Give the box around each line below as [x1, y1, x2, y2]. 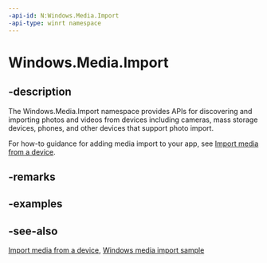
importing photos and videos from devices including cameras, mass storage [8, 115, 258, 124]
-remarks [8, 170, 56, 183]
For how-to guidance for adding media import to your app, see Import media [8, 139, 259, 148]
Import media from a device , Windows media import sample [8, 245, 205, 255]
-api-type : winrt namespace [8, 19, 102, 27]
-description [8, 85, 72, 99]
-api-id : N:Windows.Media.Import [8, 11, 120, 20]
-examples [8, 197, 63, 211]
